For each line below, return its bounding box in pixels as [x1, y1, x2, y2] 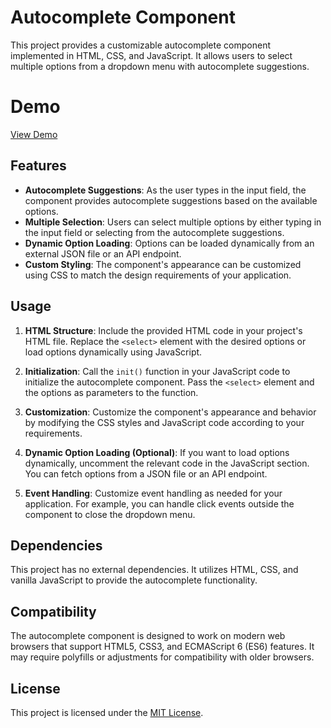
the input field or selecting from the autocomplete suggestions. [24, 226, 285, 238]
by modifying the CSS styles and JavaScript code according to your [24, 416, 305, 428]
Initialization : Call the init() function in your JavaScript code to [24, 365, 291, 377]
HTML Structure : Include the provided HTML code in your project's [24, 324, 303, 336]
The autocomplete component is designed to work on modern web [10, 630, 286, 642]
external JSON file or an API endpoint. [24, 247, 182, 260]
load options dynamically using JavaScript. [24, 346, 203, 358]
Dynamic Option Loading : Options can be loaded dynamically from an [24, 237, 315, 249]
